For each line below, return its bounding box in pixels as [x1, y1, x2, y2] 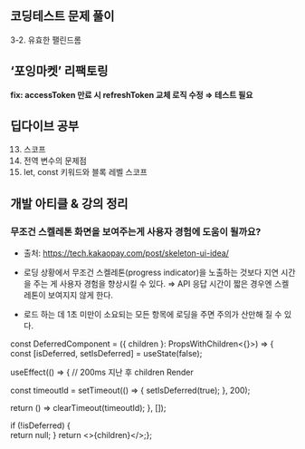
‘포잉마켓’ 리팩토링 [10, 63, 109, 79]
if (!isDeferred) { [10, 420, 71, 431]
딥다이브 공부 [10, 119, 80, 134]
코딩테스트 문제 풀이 [10, 8, 115, 24]
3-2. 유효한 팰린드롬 [10, 34, 82, 45]
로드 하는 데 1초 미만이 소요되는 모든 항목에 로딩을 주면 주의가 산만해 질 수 [23, 309, 282, 320]
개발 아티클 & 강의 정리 [10, 196, 129, 211]
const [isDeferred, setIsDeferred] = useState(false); [10, 348, 203, 359]
